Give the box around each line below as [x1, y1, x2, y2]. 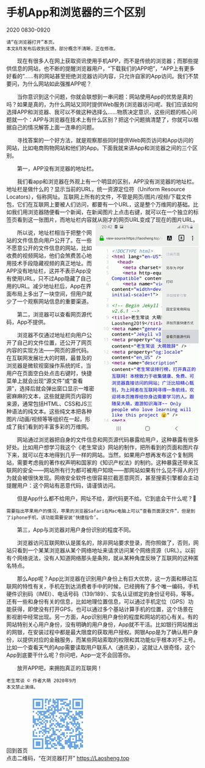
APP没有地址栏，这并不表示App [6, 267, 87, 274]
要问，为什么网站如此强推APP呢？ [6, 80, 92, 87]
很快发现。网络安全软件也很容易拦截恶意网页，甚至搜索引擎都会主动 [27, 474, 199, 481]
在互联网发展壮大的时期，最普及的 [6, 354, 92, 361]
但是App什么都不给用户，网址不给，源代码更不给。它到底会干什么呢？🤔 [16, 494, 196, 502]
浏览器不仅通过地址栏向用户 [16, 331, 87, 338]
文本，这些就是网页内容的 [27, 392, 92, 400]
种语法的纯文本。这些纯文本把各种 [6, 408, 92, 415]
